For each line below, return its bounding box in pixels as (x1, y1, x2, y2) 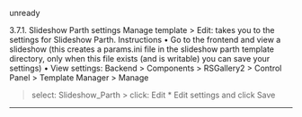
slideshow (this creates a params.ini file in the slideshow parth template (9, 44, 274, 54)
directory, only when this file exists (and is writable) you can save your (9, 54, 271, 63)
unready (9, 8, 40, 18)
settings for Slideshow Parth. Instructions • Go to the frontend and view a (9, 35, 281, 45)
